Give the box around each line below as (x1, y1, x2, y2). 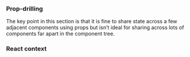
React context (6, 45, 47, 53)
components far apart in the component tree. (6, 30, 115, 37)
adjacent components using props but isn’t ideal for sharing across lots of (6, 24, 185, 31)
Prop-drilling (6, 5, 43, 13)
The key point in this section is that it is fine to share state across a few (6, 18, 178, 25)
